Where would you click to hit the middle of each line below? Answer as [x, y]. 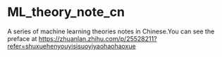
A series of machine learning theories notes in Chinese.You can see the [111, 31]
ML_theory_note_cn [66, 12]
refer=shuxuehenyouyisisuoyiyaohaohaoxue [72, 46]
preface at [22, 38]
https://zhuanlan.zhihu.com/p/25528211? [98, 38]
